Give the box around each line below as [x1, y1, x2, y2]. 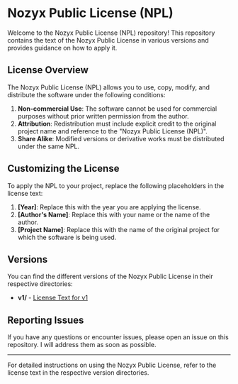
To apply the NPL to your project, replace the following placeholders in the [7, 181, 225, 190]
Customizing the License [7, 163, 120, 175]
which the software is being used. [17, 233, 117, 241]
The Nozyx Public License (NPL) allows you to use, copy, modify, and [7, 83, 210, 92]
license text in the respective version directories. [7, 368, 149, 377]
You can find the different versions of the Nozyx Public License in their [7, 272, 214, 281]
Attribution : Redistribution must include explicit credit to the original [17, 119, 217, 128]
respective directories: [7, 280, 73, 288]
